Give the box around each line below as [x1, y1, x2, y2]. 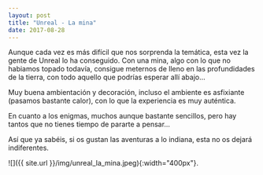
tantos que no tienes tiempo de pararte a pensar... [8, 119, 171, 129]
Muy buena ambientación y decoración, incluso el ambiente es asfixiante [8, 88, 245, 97]
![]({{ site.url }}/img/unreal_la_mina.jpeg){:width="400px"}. [8, 159, 199, 168]
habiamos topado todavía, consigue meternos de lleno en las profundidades [8, 64, 255, 74]
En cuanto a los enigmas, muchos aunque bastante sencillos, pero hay [8, 111, 237, 121]
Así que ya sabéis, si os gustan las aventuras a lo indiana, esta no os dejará [8, 135, 253, 144]
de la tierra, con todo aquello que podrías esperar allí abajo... [8, 72, 206, 82]
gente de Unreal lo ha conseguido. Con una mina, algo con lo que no [8, 56, 231, 65]
